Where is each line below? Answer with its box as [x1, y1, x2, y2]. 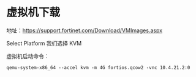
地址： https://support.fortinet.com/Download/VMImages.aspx [6, 27, 163, 34]
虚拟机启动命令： [6, 52, 50, 59]
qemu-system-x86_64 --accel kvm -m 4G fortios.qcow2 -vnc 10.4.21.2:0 [6, 64, 190, 70]
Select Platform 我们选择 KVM [6, 39, 82, 47]
